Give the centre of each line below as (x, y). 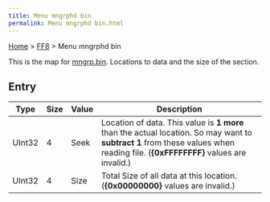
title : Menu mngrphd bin (50, 16)
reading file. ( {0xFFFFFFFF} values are (174, 153)
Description (179, 109)
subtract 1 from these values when (168, 143)
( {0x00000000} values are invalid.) (168, 186)
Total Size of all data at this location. (169, 176)
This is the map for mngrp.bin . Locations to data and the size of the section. (134, 62)
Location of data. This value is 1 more (172, 123)
